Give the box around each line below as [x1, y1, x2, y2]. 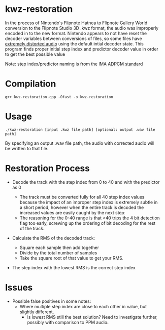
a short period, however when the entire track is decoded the [19, 204, 144, 210]
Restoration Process [5, 163, 90, 174]
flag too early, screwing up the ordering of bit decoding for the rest [19, 220, 156, 226]
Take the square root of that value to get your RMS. [19, 255, 124, 261]
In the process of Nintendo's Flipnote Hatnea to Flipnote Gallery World [5, 20, 148, 26]
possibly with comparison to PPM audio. [27, 319, 109, 325]
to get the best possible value [5, 51, 66, 57]
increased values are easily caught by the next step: [19, 209, 126, 215]
